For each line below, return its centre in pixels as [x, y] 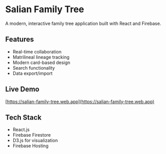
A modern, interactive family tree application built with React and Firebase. [83, 23]
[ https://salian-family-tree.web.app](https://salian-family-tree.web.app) [80, 101]
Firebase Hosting [30, 146]
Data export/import [32, 73]
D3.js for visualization [35, 140]
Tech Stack [23, 117]
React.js [21, 130]
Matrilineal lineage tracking [41, 57]
